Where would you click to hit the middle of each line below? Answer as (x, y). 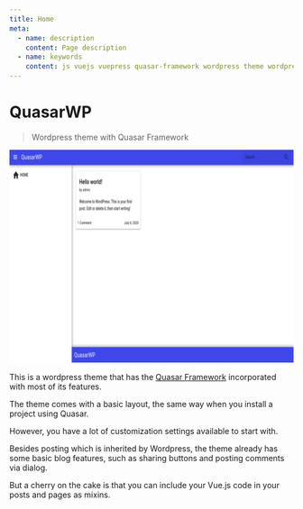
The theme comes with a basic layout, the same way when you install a (141, 404)
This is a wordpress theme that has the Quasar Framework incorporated (143, 377)
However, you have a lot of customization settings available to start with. (144, 431)
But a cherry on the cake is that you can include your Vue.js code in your (144, 485)
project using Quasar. (49, 414)
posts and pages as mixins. (60, 495)
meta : (19, 28)
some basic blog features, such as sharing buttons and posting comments (147, 458)
